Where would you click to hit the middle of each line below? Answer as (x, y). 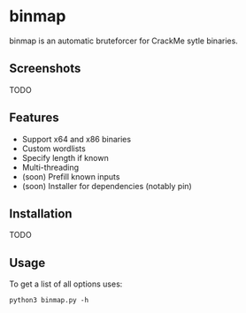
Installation (41, 214)
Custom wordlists (54, 149)
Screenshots (45, 69)
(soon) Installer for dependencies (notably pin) (107, 186)
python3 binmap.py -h (49, 301)
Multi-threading (50, 167)
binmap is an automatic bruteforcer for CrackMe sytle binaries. (124, 41)
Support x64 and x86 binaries (76, 139)
